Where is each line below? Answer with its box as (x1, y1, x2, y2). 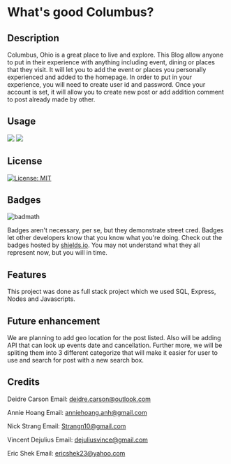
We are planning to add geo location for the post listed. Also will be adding (7, 334, 221, 342)
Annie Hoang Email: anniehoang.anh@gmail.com (7, 408, 148, 416)
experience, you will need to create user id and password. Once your (7, 80, 206, 88)
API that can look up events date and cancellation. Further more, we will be (7, 341, 223, 350)
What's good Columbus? (7, 4, 154, 20)
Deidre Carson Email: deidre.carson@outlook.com (7, 395, 151, 403)
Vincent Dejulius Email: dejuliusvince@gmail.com (7, 435, 149, 444)
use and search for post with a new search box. (7, 356, 144, 365)
